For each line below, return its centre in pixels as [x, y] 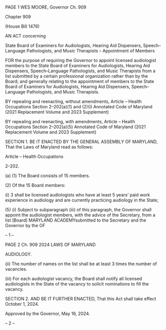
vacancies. [16, 269]
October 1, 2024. [22, 304]
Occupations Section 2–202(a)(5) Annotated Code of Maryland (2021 [75, 127]
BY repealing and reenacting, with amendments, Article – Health [70, 121]
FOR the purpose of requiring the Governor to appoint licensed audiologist [81, 60]
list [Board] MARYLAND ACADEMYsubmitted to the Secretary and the [76, 220]
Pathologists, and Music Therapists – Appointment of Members [91, 51]
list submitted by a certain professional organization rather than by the [77, 76]
